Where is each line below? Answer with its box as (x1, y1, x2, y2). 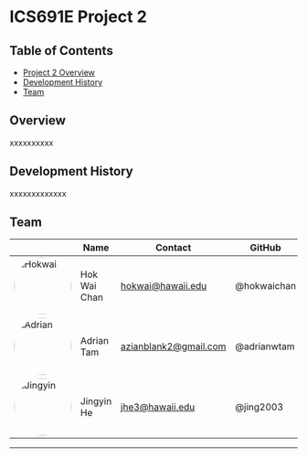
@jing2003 (235, 400, 284, 413)
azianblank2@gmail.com (120, 340, 227, 353)
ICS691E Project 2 (9, 6, 148, 27)
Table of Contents (9, 43, 114, 59)
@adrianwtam (235, 340, 295, 353)
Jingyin (80, 395, 112, 408)
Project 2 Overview (22, 67, 96, 78)
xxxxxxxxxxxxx (9, 187, 67, 198)
